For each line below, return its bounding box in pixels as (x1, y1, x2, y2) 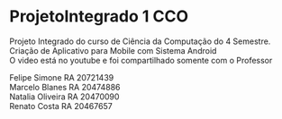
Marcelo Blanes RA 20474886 (9, 81, 121, 92)
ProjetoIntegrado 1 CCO (9, 6, 189, 27)
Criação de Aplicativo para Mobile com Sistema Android (9, 45, 217, 55)
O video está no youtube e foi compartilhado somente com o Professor (9, 55, 273, 65)
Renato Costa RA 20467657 (9, 100, 113, 111)
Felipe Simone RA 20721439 (9, 72, 114, 82)
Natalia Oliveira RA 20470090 (9, 91, 120, 102)
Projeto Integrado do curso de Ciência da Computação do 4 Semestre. (9, 36, 271, 47)
